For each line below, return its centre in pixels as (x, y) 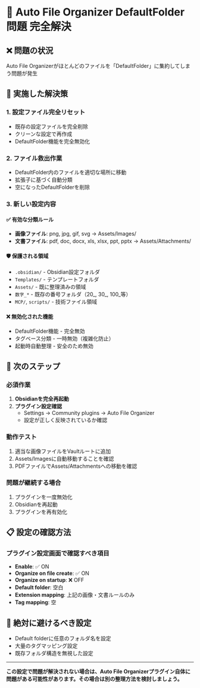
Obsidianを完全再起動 (42, 399)
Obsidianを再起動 (36, 504)
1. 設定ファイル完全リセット (46, 112)
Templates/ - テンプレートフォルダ (57, 280)
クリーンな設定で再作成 (43, 134)
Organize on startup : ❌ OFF (49, 580)
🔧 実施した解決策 (37, 94)
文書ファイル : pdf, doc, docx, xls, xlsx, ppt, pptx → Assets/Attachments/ (103, 241)
